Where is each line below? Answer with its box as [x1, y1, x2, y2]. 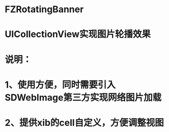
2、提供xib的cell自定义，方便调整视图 [5, 117, 164, 128]
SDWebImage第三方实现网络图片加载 [5, 92, 161, 103]
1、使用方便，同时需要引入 [5, 79, 116, 90]
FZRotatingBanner [5, 4, 84, 15]
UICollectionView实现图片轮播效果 [5, 29, 151, 40]
